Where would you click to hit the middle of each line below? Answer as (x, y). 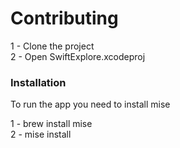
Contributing (64, 18)
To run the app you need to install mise (90, 104)
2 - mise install (41, 134)
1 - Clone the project (52, 46)
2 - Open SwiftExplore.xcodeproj (78, 56)
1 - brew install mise (51, 124)
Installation (38, 82)
